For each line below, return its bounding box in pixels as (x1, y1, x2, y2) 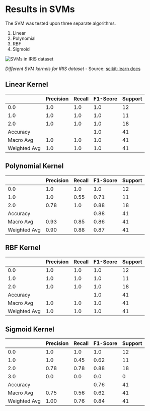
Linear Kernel (5, 80, 48, 89)
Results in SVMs (5, 4, 75, 15)
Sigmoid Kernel (5, 325, 54, 333)
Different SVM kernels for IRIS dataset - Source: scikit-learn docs (5, 66, 141, 72)
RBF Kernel (5, 243, 41, 252)
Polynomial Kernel (5, 162, 64, 170)
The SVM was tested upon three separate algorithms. (5, 20, 116, 26)
